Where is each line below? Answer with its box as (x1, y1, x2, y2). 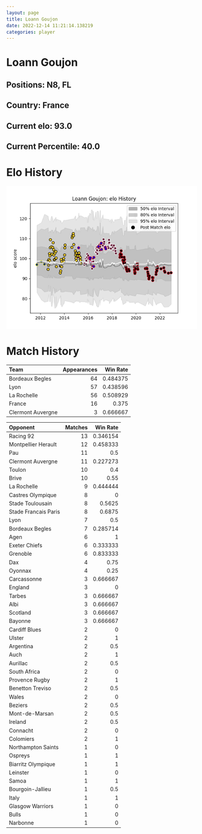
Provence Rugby (8, 676, 50, 683)
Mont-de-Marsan (8, 710, 54, 717)
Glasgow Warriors (8, 802, 54, 810)
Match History (6, 345, 80, 358)
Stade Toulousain (8, 500, 53, 507)
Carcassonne (8, 575, 42, 583)
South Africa (8, 668, 41, 675)
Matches (65, 423, 88, 431)
